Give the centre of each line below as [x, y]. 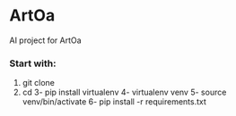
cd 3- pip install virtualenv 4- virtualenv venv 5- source [124, 92]
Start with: [33, 63]
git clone [39, 83]
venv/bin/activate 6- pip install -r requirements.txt [114, 102]
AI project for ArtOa [46, 40]
